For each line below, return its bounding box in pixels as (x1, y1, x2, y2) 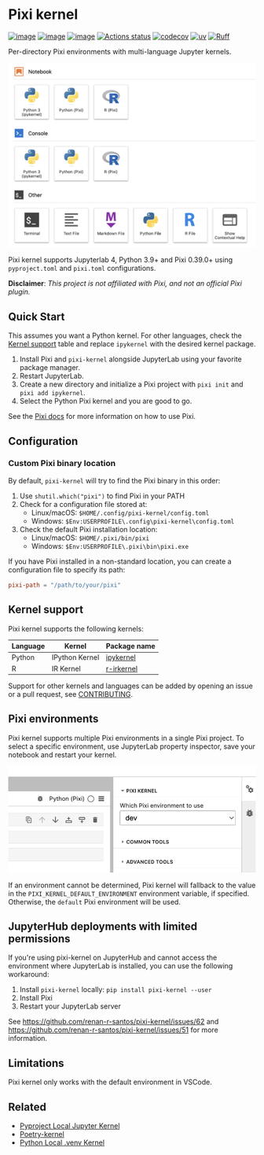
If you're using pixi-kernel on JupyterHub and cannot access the (8, 953, 218, 962)
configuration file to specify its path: (8, 565, 126, 574)
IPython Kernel (51, 653, 100, 662)
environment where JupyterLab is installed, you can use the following (8, 961, 233, 971)
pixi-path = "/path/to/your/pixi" (8, 581, 122, 589)
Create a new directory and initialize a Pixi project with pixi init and (19, 379, 244, 389)
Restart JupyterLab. (19, 372, 84, 381)
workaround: (8, 970, 49, 979)
